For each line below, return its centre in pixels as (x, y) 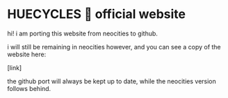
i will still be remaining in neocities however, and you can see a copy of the (114, 47)
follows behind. (29, 88)
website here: (27, 54)
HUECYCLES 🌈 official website (97, 14)
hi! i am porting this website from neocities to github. (83, 33)
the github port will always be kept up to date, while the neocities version (112, 81)
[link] (15, 67)
